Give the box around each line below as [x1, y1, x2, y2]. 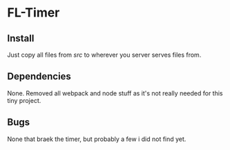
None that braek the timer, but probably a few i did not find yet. [7, 135, 186, 143]
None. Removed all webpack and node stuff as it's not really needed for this [7, 88, 223, 97]
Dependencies [7, 71, 71, 82]
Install [7, 32, 35, 44]
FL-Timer [7, 5, 60, 21]
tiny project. [7, 96, 41, 104]
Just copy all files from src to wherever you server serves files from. [7, 50, 202, 59]
